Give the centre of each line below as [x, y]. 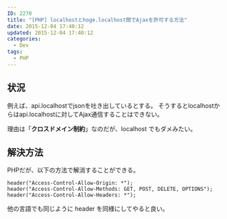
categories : [24, 39]
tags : [15, 52]
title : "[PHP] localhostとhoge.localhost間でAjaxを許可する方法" [97, 20]
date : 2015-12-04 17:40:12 [46, 26]
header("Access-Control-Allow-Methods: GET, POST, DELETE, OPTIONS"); [110, 189]
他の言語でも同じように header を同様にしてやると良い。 [88, 209]
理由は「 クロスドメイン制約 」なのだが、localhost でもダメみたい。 [102, 128]
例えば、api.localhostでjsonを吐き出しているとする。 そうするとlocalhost [111, 105]
